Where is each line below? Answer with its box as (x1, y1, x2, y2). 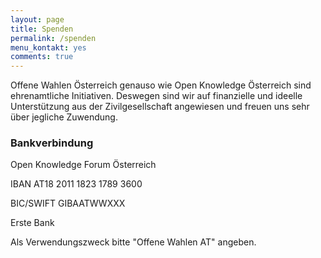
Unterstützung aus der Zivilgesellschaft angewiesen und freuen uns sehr (10, 101, 310, 113)
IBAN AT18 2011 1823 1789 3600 (10, 178, 143, 190)
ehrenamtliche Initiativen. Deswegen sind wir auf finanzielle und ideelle (10, 90, 303, 102)
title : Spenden (10, 24, 74, 34)
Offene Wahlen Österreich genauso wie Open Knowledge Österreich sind (10, 79, 312, 91)
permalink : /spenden (10, 33, 97, 43)
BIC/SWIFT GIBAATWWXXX (10, 197, 126, 210)
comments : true (10, 52, 74, 62)
